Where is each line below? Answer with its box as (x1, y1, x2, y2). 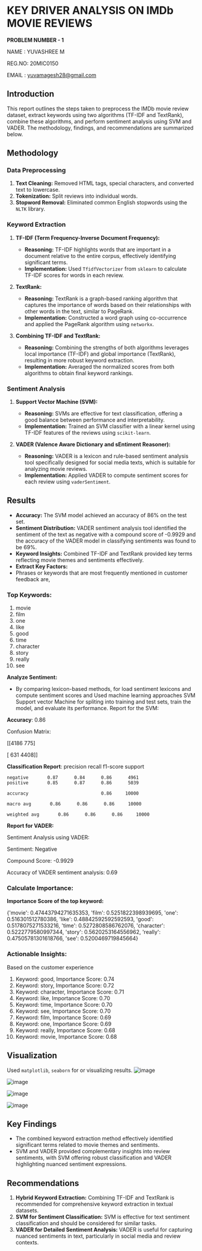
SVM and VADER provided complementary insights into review (15, 1148, 171, 1155)
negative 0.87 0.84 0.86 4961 (7, 775, 139, 781)
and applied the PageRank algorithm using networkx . (24, 320, 155, 327)
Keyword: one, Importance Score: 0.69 (15, 1020, 112, 1027)
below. (7, 130, 23, 137)
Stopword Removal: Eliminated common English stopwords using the (15, 199, 188, 206)
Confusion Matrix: (7, 728, 52, 736)
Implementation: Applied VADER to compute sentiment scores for (24, 471, 188, 479)
